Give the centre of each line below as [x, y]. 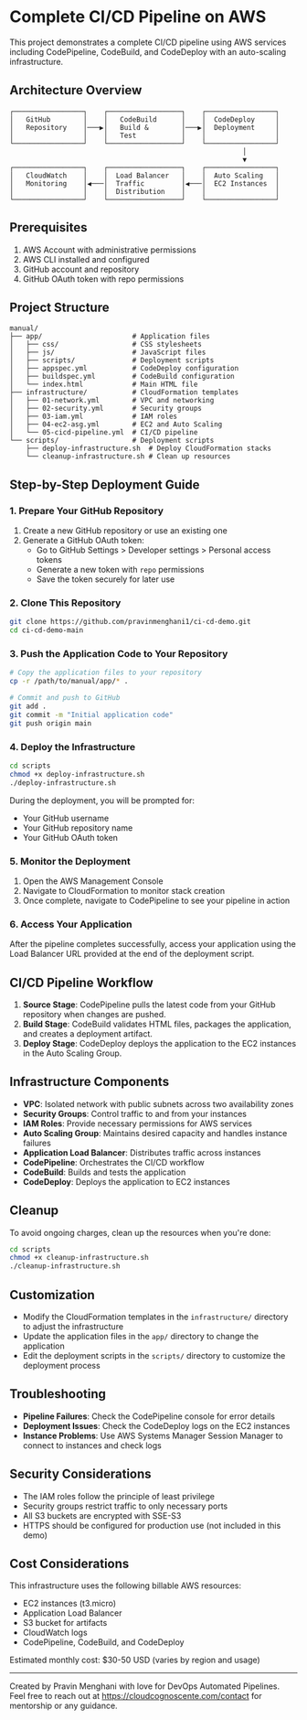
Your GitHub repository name [78, 828]
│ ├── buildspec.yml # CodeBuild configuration [122, 377]
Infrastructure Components [90, 1082]
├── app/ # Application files [110, 337]
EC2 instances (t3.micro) [69, 1604]
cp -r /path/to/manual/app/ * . [69, 682]
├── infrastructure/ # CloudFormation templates [124, 392]
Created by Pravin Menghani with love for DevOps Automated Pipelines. [145, 1686]
